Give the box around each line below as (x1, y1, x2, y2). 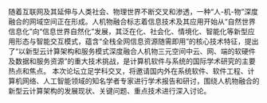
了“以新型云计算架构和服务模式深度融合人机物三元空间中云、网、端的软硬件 (8, 47, 257, 55)
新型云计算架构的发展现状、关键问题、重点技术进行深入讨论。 (8, 86, 211, 95)
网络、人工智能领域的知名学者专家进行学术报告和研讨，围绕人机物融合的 (22, 76, 260, 86)
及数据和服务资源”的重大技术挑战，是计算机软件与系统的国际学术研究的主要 (8, 56, 257, 66)
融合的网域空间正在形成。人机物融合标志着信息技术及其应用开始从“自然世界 (8, 17, 257, 26)
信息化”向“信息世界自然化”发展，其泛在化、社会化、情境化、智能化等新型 (8, 27, 249, 36)
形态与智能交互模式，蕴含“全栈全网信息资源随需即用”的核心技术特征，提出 (14, 36, 259, 46)
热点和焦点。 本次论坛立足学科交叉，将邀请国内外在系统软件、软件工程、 (8, 67, 248, 75)
